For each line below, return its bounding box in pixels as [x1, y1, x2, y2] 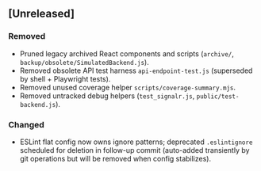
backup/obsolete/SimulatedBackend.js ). [19, 57, 149, 66]
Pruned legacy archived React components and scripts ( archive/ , [19, 48, 234, 59]
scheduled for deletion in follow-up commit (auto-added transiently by [19, 145, 250, 154]
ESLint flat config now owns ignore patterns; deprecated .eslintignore [19, 137, 253, 146]
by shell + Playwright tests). [19, 74, 111, 83]
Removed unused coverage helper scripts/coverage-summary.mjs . [19, 82, 236, 92]
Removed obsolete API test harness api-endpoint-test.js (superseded [19, 66, 253, 75]
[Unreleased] [8, 7, 75, 21]
